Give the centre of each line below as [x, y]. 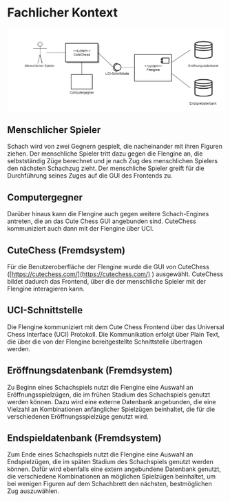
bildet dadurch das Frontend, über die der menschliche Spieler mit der [107, 281]
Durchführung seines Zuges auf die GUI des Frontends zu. [90, 176]
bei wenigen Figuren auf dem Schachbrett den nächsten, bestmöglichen [109, 484]
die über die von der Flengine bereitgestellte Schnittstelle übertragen [105, 342]
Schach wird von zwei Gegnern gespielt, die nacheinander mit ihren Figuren [115, 147]
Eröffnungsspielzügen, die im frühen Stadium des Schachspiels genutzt [109, 395]
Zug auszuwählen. [33, 491]
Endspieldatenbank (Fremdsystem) [84, 438]
